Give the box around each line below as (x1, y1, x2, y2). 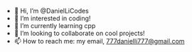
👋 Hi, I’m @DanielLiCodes (14, 7, 89, 15)
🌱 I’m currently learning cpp (14, 22, 96, 30)
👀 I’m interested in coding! (14, 14, 91, 22)
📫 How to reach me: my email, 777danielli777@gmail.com (14, 37, 185, 45)
